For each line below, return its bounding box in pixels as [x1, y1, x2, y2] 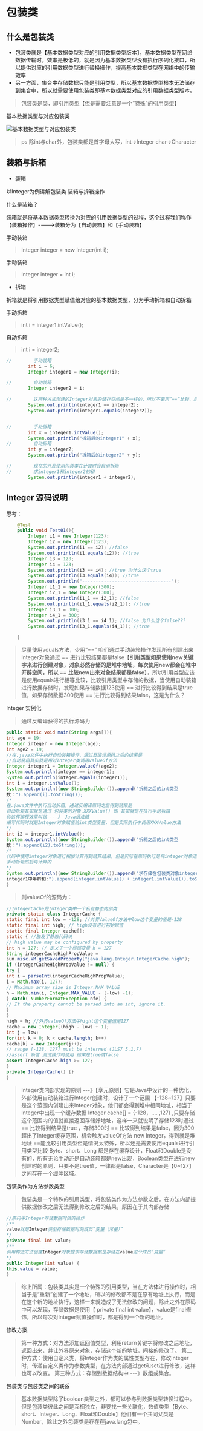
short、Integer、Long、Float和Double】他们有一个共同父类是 [21, 1410, 174, 1418]
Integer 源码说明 [6, 492, 68, 503]
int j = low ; [6, 1029, 39, 1036]
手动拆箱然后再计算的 [6, 859, 51, 865]
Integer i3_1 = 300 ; [28, 606, 80, 612]
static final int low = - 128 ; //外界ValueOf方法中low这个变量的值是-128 [6, 917, 182, 923]
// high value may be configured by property [6, 939, 123, 945]
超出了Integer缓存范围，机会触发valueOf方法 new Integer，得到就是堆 [21, 1131, 195, 1139]
